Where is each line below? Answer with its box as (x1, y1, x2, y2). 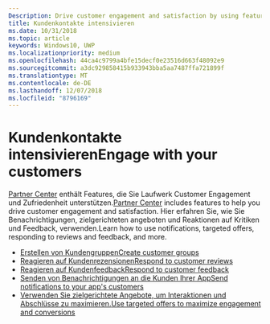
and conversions (19, 307, 76, 318)
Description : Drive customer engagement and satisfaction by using (8, 11, 239, 20)
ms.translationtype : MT (8, 72, 88, 80)
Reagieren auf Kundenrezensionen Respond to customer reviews (19, 256, 233, 266)
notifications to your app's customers (19, 282, 145, 292)
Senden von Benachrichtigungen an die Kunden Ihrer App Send (19, 273, 229, 283)
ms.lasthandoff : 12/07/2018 (8, 86, 103, 95)
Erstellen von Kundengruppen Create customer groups (19, 248, 199, 257)
